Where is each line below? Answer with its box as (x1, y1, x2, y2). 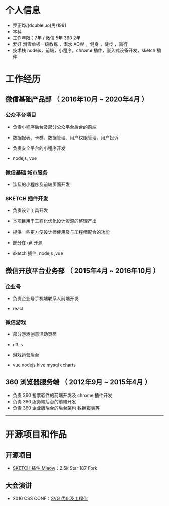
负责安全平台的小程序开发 (12, 145, 66, 151)
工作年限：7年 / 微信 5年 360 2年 (12, 35, 81, 41)
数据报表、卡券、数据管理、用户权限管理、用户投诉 (12, 134, 119, 140)
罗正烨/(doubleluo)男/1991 (12, 22, 67, 28)
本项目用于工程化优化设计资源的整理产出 (12, 218, 97, 224)
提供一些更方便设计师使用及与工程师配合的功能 (12, 229, 110, 235)
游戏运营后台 (12, 352, 39, 358)
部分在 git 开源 (12, 240, 43, 246)
